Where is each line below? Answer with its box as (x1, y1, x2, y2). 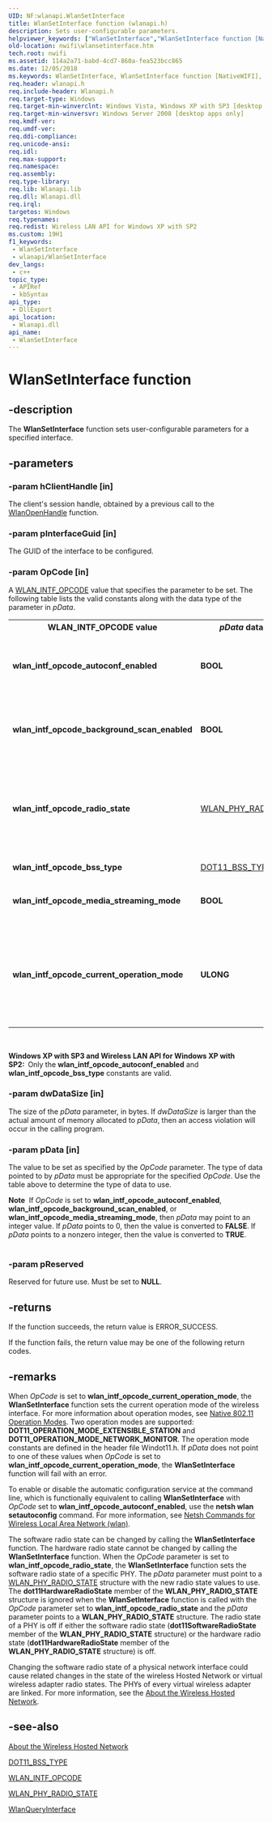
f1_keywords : (8, 238, 53, 246)
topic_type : (8, 275, 49, 284)
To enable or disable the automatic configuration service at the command (8, 1484, 253, 1495)
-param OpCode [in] (8, 566, 89, 578)
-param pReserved (8, 1259, 84, 1270)
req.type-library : (8, 177, 70, 186)
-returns (8, 1300, 52, 1314)
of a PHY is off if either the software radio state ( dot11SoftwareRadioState (8, 1621, 257, 1631)
